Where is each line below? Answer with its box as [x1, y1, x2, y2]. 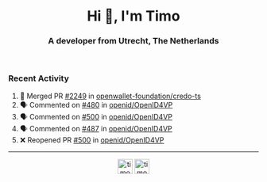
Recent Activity [8, 73, 70, 84]
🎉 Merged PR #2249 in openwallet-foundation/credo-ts [19, 91, 201, 100]
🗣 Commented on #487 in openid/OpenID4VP [19, 123, 172, 133]
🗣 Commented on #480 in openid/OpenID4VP [19, 100, 173, 109]
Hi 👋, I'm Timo [87, 7, 180, 25]
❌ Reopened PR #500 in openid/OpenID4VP [19, 135, 164, 145]
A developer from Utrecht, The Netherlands [48, 36, 219, 47]
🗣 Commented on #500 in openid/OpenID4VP [19, 112, 173, 121]
